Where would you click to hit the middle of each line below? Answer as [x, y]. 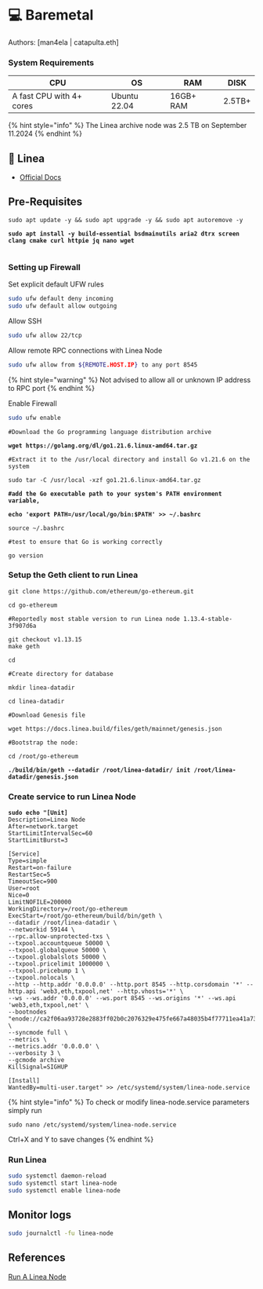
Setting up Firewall [44, 267]
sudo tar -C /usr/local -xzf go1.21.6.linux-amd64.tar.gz [104, 480]
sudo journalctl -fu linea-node [61, 1233]
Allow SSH [25, 321]
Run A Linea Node [37, 1276]
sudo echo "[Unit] [38, 813]
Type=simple [27, 861]
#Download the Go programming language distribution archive [110, 432]
